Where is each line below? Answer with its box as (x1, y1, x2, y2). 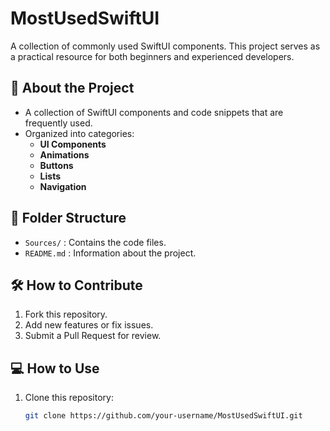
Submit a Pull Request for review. (24, 330, 162, 342)
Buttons (39, 159, 74, 171)
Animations (39, 148, 90, 161)
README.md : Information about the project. (24, 247, 197, 259)
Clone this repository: (24, 392, 114, 404)
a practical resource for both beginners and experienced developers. (10, 50, 295, 62)
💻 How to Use (10, 360, 100, 377)
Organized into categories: (24, 127, 135, 139)
